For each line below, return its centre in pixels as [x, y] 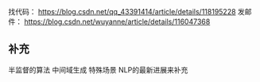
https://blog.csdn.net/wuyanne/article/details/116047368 [117, 21]
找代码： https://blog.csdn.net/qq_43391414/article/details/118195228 [122, 12]
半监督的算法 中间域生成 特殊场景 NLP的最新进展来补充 [98, 69]
